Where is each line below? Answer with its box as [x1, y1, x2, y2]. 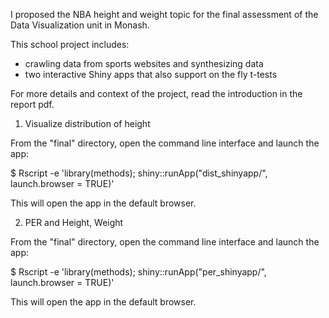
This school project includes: [10, 39, 130, 50]
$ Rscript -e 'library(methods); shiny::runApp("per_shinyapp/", [10, 266, 267, 278]
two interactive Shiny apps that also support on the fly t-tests [24, 69, 278, 80]
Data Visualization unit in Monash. [10, 19, 150, 31]
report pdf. [10, 99, 55, 110]
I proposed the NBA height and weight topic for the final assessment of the [10, 9, 319, 20]
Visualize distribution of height [24, 118, 151, 129]
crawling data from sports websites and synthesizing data [24, 58, 264, 69]
